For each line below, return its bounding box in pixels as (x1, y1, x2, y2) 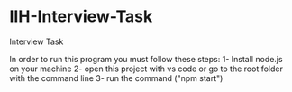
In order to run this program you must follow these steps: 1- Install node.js (9, 53, 283, 64)
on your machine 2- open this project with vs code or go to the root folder (9, 63, 284, 74)
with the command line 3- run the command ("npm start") (9, 72, 224, 83)
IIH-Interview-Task (9, 6, 153, 27)
